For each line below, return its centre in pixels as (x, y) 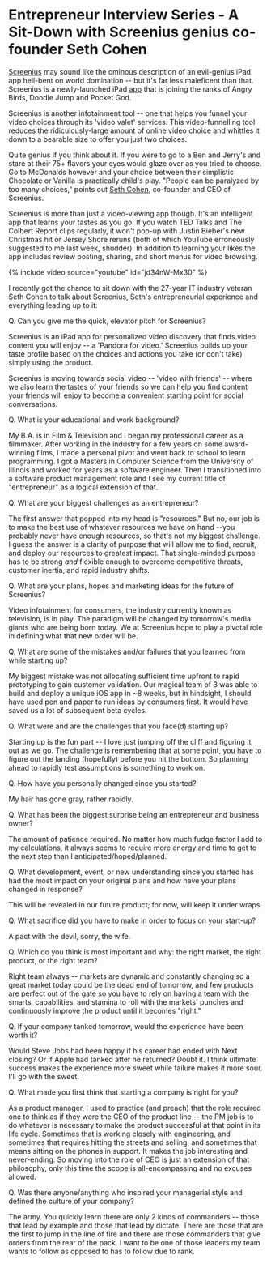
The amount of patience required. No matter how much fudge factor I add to (135, 839)
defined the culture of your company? (72, 1201)
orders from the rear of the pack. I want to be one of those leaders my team (134, 1242)
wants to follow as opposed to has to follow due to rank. (102, 1251)
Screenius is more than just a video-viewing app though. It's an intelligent (131, 213)
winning (21, 452)
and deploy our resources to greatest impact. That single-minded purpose (132, 553)
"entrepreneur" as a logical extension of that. (83, 487)
